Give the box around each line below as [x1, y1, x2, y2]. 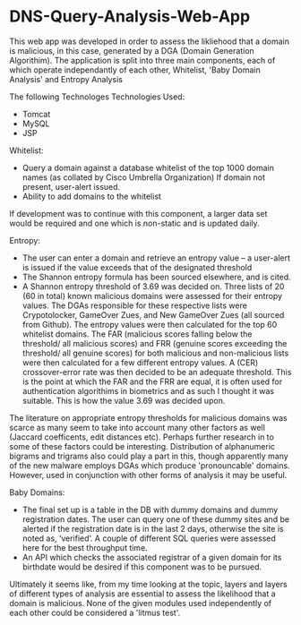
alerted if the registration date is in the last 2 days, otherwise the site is [21, 523, 284, 534]
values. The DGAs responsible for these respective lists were [21, 300, 248, 311]
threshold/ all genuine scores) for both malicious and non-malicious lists [21, 347, 289, 358]
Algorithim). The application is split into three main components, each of [9, 55, 276, 65]
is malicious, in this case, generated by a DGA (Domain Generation [9, 45, 255, 56]
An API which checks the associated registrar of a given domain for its [21, 552, 282, 562]
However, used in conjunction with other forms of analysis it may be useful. [9, 469, 288, 480]
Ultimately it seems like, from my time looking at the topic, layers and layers [9, 578, 288, 589]
